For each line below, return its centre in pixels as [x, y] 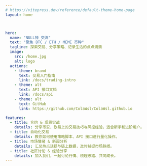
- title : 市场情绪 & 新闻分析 [39, 141]
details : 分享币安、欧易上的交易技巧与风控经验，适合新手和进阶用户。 [79, 127]
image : [17, 52]
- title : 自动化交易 [30, 132]
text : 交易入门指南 [37, 75]
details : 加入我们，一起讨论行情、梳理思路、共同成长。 [66, 156]
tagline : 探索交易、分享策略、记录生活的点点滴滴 [56, 47]
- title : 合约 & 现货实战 [35, 123]
